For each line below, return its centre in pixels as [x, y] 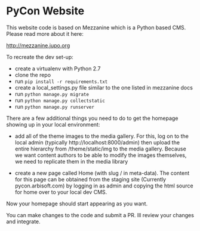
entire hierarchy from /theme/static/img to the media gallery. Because [100, 149]
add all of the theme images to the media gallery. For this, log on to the [102, 136]
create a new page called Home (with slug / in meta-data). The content [102, 173]
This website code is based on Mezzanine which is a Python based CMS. [96, 27]
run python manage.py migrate [52, 94]
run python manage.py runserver [54, 106]
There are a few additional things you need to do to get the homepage [92, 118]
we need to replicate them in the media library [71, 161]
